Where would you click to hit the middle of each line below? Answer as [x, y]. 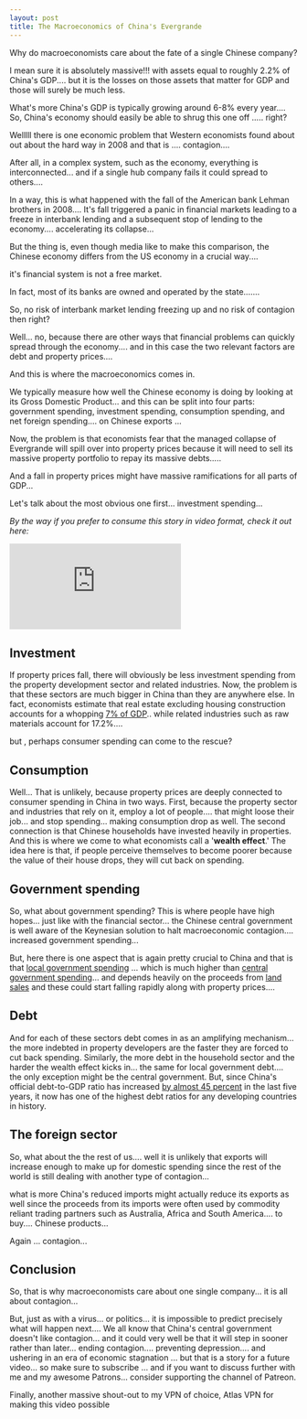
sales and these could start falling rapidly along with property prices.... [143, 987]
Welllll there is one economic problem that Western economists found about [152, 134]
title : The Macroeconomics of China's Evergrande [106, 27]
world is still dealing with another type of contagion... [110, 1176]
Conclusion [43, 1269]
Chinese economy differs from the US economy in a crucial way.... [134, 256]
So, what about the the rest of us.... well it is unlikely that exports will [138, 1156]
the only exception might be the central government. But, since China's [143, 1077]
